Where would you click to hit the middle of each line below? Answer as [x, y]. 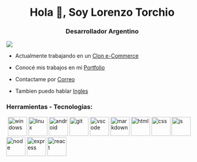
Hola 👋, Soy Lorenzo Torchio [102, 12]
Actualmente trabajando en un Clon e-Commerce [77, 56]
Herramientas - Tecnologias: [50, 107]
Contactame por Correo [45, 79]
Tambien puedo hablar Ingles [51, 91]
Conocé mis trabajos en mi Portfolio [60, 68]
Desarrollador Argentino [102, 32]
